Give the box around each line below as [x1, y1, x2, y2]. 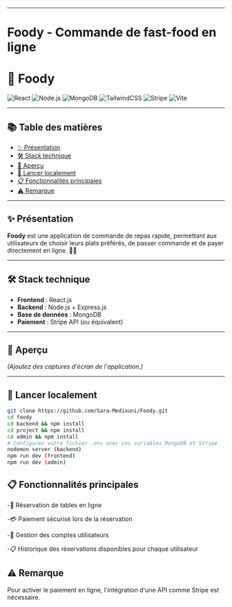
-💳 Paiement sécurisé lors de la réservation [7, 514, 133, 523]
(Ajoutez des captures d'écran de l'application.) [7, 362, 144, 371]
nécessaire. [7, 593, 40, 601]
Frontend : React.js [17, 295, 72, 303]
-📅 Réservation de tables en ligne [7, 500, 102, 509]
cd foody [7, 414, 32, 421]
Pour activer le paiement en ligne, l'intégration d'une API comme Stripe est [7, 586, 220, 594]
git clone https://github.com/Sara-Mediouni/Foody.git [7, 407, 168, 414]
